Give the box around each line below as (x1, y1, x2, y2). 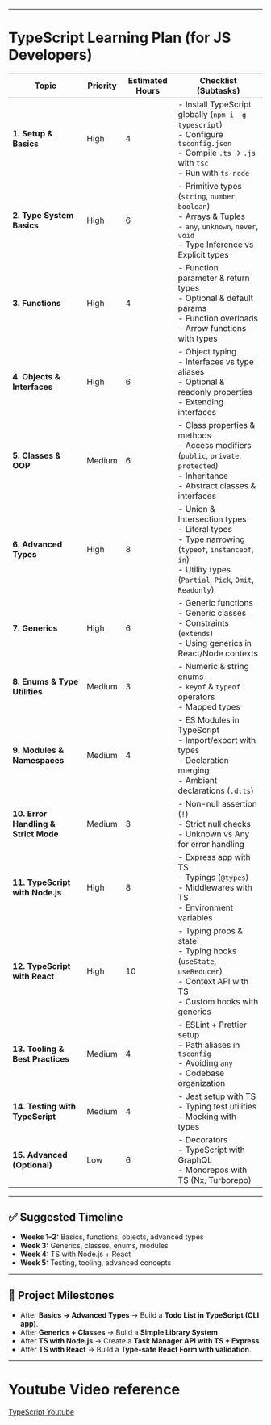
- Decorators (177, 1134, 228, 1145)
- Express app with (177, 851, 251, 862)
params (177, 302, 207, 313)
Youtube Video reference (8, 1380, 180, 1398)
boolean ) (177, 200, 211, 212)
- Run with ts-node (177, 167, 250, 178)
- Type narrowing (177, 534, 245, 545)
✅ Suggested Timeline (8, 1210, 123, 1224)
